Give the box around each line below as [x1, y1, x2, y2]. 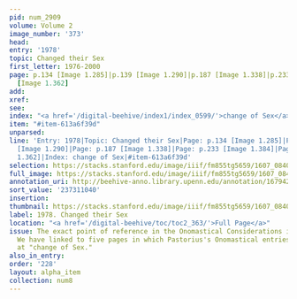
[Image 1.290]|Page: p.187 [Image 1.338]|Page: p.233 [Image [17, 144, 247, 153]
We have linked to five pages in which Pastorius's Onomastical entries [17, 235, 291, 244]
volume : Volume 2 [9, 21, 73, 30]
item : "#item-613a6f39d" [9, 120, 101, 129]
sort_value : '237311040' [9, 186, 101, 195]
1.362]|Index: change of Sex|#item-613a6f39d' [17, 152, 192, 162]
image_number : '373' [9, 29, 86, 38]
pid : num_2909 [9, 12, 62, 22]
